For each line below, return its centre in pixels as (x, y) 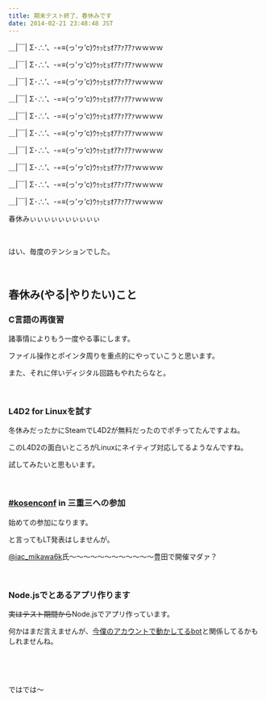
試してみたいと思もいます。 (54, 465)
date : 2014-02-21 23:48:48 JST (61, 23)
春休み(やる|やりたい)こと (73, 295)
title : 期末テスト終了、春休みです (60, 16)
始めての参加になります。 (50, 522)
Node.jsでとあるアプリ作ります (69, 595)
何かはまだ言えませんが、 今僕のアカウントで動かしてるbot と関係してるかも (133, 631)
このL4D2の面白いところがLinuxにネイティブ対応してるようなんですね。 (128, 447)
